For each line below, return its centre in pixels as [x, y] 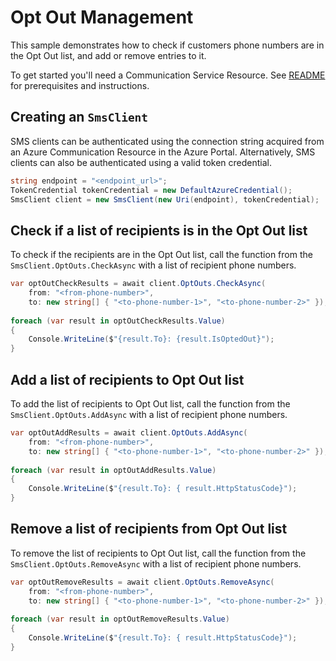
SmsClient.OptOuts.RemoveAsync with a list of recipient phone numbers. [156, 563]
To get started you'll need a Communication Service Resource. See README [168, 75]
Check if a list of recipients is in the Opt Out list [159, 230]
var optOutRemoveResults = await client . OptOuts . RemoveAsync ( [142, 582]
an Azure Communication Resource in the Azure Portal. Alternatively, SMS [163, 152]
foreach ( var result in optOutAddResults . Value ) [113, 470]
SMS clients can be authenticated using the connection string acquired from [167, 141]
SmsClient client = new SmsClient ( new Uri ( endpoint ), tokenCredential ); [165, 199]
